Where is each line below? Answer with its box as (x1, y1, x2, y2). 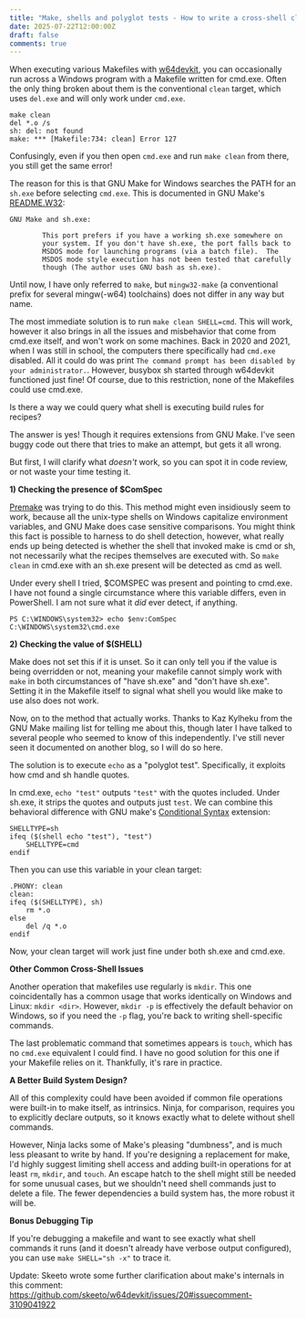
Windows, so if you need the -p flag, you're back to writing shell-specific (9, 1010, 283, 1021)
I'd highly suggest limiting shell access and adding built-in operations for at (9, 1159, 291, 1170)
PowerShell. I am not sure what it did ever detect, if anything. (9, 597, 239, 608)
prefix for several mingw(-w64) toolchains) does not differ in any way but (9, 289, 285, 300)
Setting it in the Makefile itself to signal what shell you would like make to (9, 686, 283, 697)
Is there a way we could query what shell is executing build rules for (9, 402, 264, 413)
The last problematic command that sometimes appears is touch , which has (9, 1038, 293, 1049)
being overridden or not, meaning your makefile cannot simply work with (9, 666, 282, 677)
